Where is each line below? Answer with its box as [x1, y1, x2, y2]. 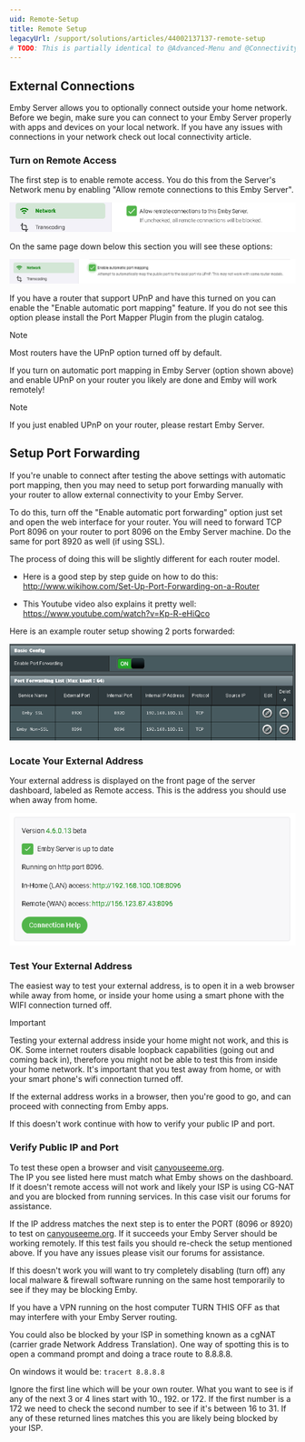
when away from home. [9, 795, 98, 806]
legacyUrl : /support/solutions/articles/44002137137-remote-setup [9, 34, 266, 43]
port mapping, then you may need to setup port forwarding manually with [9, 479, 283, 490]
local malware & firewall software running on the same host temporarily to [9, 1274, 286, 1286]
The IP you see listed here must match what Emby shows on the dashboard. [9, 1171, 293, 1182]
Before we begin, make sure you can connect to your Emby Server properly [9, 112, 292, 123]
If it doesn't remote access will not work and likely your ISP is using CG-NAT [9, 1181, 295, 1192]
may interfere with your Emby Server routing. [9, 1311, 178, 1322]
